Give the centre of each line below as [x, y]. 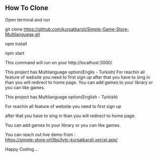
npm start [15, 53]
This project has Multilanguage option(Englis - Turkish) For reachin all [75, 72]
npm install [16, 44]
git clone [14, 29]
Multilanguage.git [23, 34]
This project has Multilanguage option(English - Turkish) [61, 97]
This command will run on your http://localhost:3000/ [59, 62]
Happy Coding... [21, 149]
